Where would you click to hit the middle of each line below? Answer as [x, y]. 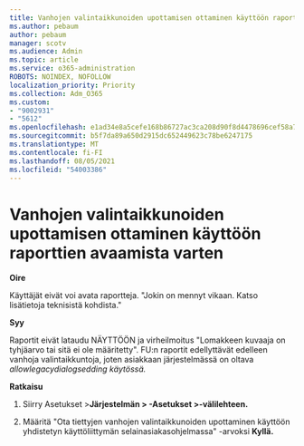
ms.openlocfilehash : [48, 128]
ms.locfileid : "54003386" [58, 170]
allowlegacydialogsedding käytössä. [78, 369]
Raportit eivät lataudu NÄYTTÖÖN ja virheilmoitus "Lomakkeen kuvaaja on [148, 340]
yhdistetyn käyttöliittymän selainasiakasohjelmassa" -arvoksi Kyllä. [148, 431]
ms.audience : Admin [46, 52]
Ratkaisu [26, 387]
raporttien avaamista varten [117, 252]
